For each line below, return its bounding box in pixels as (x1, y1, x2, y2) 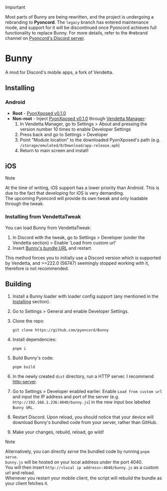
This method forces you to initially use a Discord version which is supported (5, 255, 161, 261)
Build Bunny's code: (12, 355, 54, 361)
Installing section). (12, 298, 51, 304)
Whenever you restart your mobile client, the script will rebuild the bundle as (5, 475, 162, 481)
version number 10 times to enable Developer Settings (19, 126, 131, 132)
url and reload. (5, 469, 35, 475)
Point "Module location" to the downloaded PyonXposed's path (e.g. (19, 137, 161, 143)
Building (5, 280, 31, 288)
